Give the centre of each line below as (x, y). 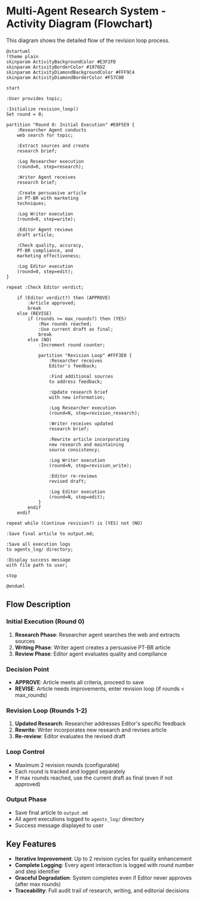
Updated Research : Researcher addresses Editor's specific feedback (100, 724)
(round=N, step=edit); (77, 497)
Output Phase (27, 799)
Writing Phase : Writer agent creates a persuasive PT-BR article (93, 647)
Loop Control (25, 752)
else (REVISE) (34, 313)
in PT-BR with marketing (48, 198)
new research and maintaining (86, 445)
